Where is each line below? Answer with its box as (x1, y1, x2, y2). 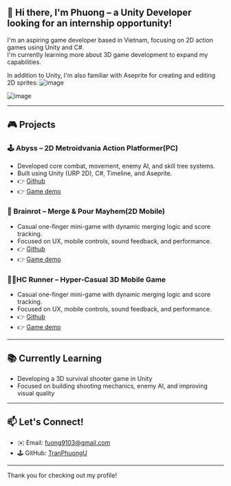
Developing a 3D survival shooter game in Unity (16, 374, 153, 382)
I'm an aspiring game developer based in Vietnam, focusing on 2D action (7, 36, 213, 44)
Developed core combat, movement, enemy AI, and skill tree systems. (16, 162, 215, 170)
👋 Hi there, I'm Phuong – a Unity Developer (7, 7, 192, 19)
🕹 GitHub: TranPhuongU (16, 448, 88, 457)
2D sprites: (7, 78, 38, 87)
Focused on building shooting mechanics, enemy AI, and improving (16, 382, 208, 390)
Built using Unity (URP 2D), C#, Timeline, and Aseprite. (16, 169, 173, 177)
